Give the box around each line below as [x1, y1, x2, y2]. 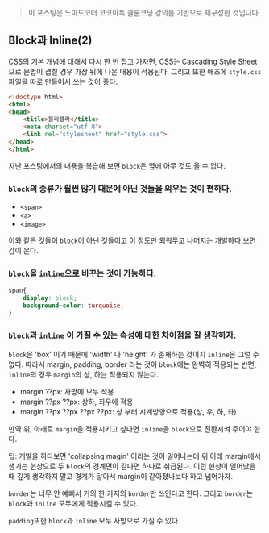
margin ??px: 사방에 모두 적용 [19, 387, 114, 397]
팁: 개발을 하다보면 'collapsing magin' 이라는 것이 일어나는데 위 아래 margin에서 [8, 452, 262, 461]
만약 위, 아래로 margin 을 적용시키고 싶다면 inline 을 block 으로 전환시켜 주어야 [8, 424, 252, 434]
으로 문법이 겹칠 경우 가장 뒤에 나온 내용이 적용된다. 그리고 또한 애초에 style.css [8, 66, 262, 76]
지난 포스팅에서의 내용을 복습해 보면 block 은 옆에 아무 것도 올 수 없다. [8, 160, 226, 170]
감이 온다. [8, 246, 39, 256]
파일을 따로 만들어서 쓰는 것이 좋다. [8, 77, 118, 86]
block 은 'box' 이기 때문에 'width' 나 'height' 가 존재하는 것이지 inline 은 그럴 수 [8, 350, 259, 360]
